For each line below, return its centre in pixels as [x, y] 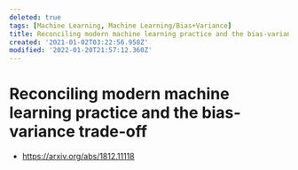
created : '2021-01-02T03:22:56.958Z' [79, 42]
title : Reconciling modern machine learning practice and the [126, 34]
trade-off [113, 131]
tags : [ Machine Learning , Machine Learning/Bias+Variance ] [121, 26]
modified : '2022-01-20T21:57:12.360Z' [81, 50]
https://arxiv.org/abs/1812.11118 [78, 157]
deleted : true [35, 17]
